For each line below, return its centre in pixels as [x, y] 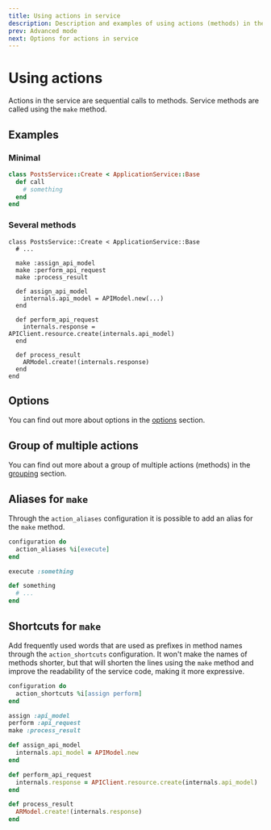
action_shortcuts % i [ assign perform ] [79, 694]
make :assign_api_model [55, 263]
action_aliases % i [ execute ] [63, 549]
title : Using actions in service [65, 16]
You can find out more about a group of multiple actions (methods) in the [129, 465]
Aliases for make [48, 499]
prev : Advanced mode [43, 31]
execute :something [41, 571]
